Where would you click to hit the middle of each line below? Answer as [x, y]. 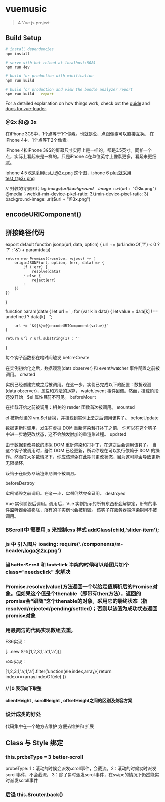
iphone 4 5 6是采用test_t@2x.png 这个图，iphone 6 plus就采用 [69, 173]
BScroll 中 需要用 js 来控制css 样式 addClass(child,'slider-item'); [82, 530]
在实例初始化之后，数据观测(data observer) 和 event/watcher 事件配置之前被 [82, 368]
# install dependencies [30, 49]
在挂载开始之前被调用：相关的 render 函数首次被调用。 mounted [70, 407]
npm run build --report [30, 94]
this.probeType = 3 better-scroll [44, 757]
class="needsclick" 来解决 [38, 572]
